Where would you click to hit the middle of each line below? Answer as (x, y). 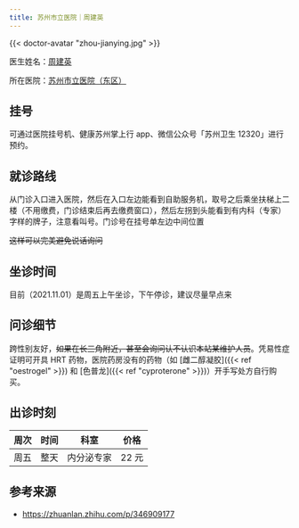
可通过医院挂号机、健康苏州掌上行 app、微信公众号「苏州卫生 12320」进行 (147, 134)
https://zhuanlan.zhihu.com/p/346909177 (98, 514)
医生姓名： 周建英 (40, 61)
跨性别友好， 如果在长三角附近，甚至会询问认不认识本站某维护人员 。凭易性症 (149, 348)
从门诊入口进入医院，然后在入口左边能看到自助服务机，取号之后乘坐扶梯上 (145, 199)
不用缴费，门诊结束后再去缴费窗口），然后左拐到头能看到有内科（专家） (155, 210)
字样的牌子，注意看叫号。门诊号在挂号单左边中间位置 (107, 222)
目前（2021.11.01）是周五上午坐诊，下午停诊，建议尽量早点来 (121, 294)
